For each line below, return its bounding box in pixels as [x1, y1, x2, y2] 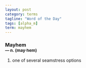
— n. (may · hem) [5, 47, 37, 53]
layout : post [5, 7, 32, 12]
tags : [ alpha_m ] [5, 21, 38, 26]
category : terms [5, 12, 38, 17]
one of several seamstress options [12, 57, 82, 64]
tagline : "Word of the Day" [5, 16, 62, 21]
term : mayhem [5, 25, 32, 30]
